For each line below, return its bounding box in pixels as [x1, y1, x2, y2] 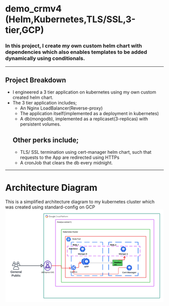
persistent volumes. [20, 121, 61, 127]
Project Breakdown [5, 76, 66, 84]
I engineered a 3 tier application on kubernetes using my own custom [12, 89, 156, 95]
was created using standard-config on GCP [5, 204, 96, 210]
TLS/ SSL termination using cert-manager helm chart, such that [20, 149, 152, 155]
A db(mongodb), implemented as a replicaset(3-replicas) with [20, 116, 148, 122]
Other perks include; [12, 136, 79, 144]
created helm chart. [12, 94, 54, 100]
